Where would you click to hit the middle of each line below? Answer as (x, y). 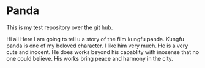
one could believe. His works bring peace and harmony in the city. (90, 58)
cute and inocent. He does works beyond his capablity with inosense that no (103, 52)
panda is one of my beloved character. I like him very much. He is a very (97, 46)
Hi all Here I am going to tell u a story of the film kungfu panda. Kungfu (95, 39)
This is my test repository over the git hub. (60, 27)
